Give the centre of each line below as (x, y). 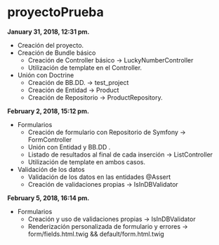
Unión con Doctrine (46, 75)
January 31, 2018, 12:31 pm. (48, 32)
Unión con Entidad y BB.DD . (69, 147)
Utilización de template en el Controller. (85, 67)
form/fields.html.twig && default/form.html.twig (96, 234)
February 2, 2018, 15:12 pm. (48, 111)
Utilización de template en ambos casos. (87, 161)
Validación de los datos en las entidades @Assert (99, 177)
